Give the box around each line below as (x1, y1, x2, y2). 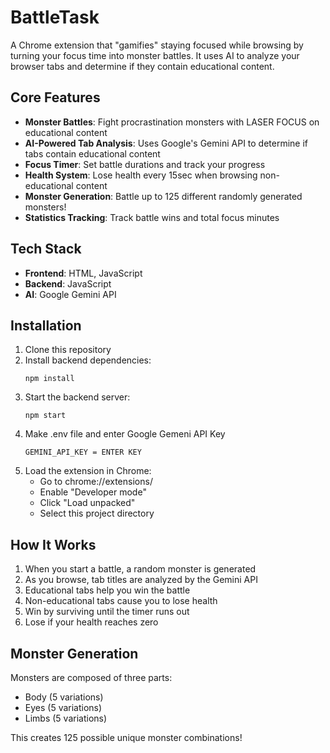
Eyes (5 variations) (24, 702, 103, 713)
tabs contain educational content (24, 147, 161, 160)
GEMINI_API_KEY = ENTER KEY (24, 447, 142, 458)
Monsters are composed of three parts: (10, 672, 173, 683)
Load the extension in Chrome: (24, 465, 152, 477)
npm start (24, 411, 67, 421)
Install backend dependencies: (24, 354, 152, 366)
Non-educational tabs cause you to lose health (24, 595, 218, 607)
